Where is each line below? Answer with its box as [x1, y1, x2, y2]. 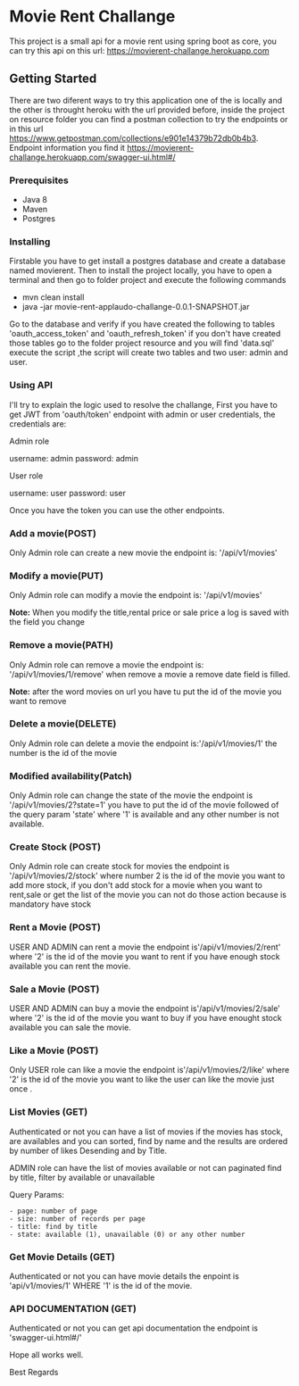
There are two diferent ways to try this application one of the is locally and [9, 95, 283, 105]
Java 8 [21, 195, 47, 205]
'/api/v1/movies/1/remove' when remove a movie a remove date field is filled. [9, 668, 291, 679]
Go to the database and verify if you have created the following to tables [9, 319, 275, 329]
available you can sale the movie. [9, 1022, 131, 1033]
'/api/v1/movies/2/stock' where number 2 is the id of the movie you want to [9, 870, 286, 881]
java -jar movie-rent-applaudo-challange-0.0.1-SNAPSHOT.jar [21, 302, 250, 312]
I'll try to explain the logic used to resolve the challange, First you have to [9, 399, 278, 410]
